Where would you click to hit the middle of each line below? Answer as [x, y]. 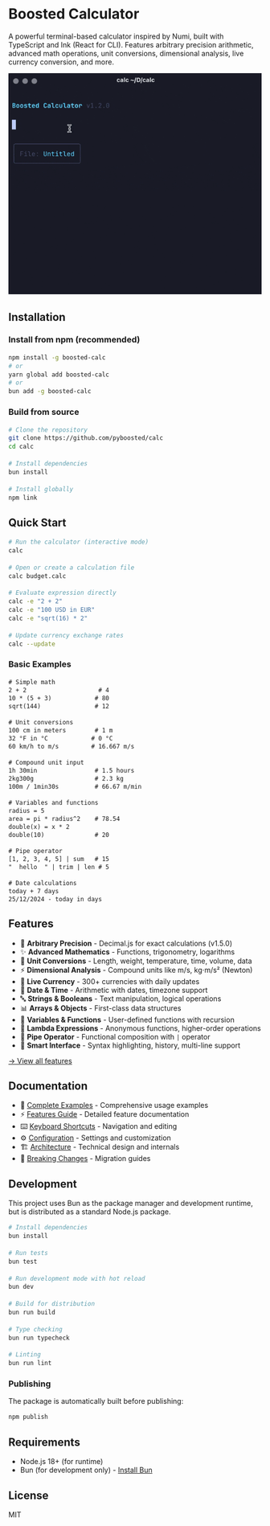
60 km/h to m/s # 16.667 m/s [72, 746]
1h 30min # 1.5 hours [72, 770]
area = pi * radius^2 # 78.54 [64, 818]
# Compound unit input [46, 762]
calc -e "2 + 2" [35, 601]
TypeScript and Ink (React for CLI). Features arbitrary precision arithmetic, [131, 44]
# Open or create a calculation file [72, 568]
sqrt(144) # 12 [59, 706]
